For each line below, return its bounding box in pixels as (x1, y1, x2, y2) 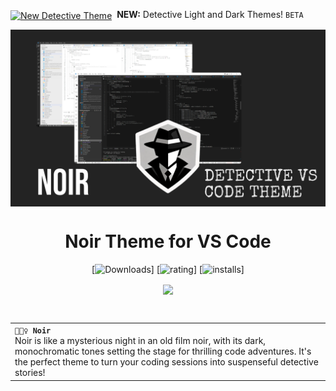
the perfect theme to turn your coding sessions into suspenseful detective (14, 356, 319, 368)
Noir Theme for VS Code (64, 230, 272, 253)
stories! (14, 367, 46, 379)
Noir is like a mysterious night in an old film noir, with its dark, (14, 335, 267, 347)
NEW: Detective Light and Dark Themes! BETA (116, 9, 304, 20)
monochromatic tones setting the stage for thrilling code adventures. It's (14, 345, 312, 358)
